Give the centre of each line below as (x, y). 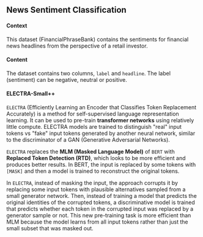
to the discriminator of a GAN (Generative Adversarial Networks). (88, 140)
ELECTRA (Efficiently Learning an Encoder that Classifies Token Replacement (102, 107)
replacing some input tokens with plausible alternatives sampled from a (96, 189)
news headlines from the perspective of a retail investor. (77, 46)
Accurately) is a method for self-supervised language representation (93, 114)
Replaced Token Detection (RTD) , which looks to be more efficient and (96, 158)
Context (17, 25)
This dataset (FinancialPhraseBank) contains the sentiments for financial (98, 39)
